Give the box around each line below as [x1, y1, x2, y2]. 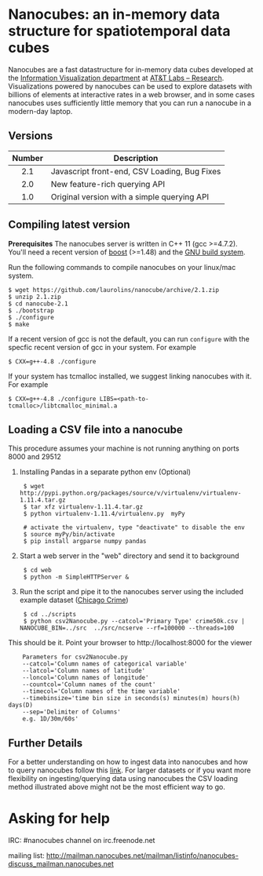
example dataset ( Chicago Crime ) [19, 595, 129, 605]
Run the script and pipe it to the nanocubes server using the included [19, 587, 244, 597]
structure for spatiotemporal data [8, 22, 231, 40]
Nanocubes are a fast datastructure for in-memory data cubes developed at [8, 64, 254, 74]
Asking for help [8, 810, 110, 827]
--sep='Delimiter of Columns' [22, 708, 122, 716]
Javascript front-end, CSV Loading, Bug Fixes [50, 166, 221, 177]
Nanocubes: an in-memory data [8, 5, 221, 24]
